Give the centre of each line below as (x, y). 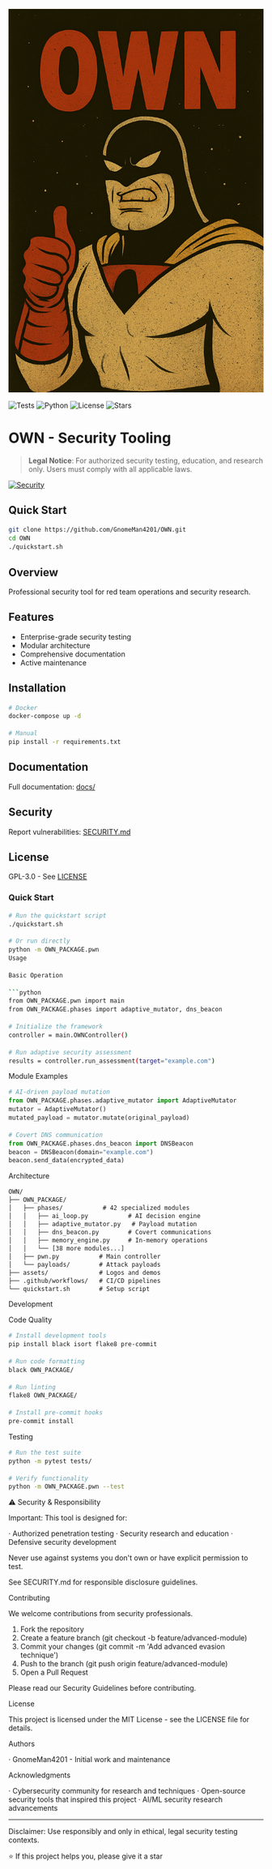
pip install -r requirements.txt (65, 742)
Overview (34, 572)
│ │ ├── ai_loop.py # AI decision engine (104, 1217)
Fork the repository (52, 1629)
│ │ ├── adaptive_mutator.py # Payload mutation (103, 1225)
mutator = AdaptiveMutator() (57, 1110)
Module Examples (38, 1076)
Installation (37, 689)
